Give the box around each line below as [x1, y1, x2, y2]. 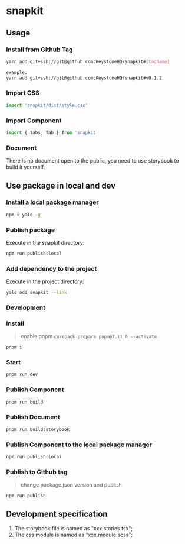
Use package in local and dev [6, 180, 116, 190]
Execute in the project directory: [6, 278, 84, 285]
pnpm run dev [6, 371, 38, 378]
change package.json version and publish [20, 481, 123, 488]
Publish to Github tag [6, 468, 68, 476]
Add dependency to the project [6, 264, 97, 273]
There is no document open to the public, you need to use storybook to [6, 157, 179, 164]
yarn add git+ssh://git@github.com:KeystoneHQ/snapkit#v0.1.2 [6, 75, 162, 81]
